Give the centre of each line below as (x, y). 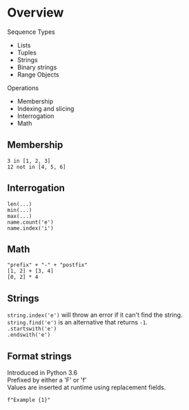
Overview (36, 13)
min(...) (20, 210)
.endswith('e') (29, 335)
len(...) (20, 204)
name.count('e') (30, 222)
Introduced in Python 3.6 (42, 373)
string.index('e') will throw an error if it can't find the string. (95, 315)
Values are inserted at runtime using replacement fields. (87, 387)
